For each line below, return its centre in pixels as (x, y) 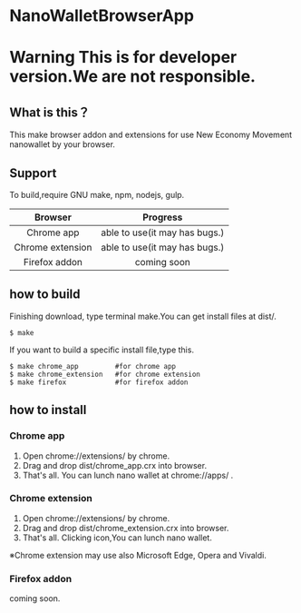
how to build (45, 295)
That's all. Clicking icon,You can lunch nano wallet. (117, 538)
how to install (48, 410)
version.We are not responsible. (133, 77)
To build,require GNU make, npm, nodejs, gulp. (97, 195)
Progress (163, 217)
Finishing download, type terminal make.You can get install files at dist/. (143, 316)
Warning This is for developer (123, 58)
